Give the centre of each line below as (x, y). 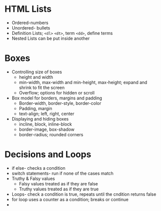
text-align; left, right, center (46, 114)
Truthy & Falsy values (33, 179)
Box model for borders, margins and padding (57, 98)
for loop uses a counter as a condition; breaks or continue (70, 199)
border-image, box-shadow (46, 129)
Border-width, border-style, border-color (60, 103)
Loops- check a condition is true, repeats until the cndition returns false (84, 194)
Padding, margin (35, 108)
